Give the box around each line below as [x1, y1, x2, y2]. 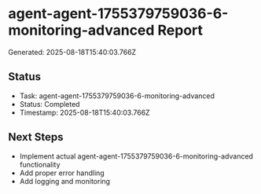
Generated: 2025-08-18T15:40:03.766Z [8, 47, 137, 57]
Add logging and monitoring [19, 176, 111, 185]
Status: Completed [19, 99, 80, 108]
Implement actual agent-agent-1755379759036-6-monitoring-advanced [19, 151, 254, 161]
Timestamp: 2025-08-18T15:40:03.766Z [19, 108, 151, 117]
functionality [19, 159, 61, 169]
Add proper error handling [19, 168, 105, 178]
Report [157, 21, 203, 39]
